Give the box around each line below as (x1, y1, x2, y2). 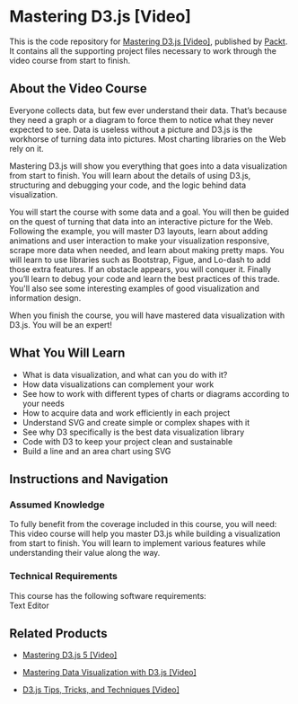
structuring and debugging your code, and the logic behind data (9, 180, 247, 190)
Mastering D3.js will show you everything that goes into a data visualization (9, 160, 288, 172)
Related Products (9, 626, 108, 641)
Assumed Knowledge (9, 498, 105, 511)
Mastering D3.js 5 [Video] (22, 649, 118, 661)
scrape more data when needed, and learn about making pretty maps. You (9, 244, 285, 255)
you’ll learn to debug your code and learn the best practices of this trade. (9, 273, 280, 284)
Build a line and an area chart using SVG (22, 445, 171, 456)
